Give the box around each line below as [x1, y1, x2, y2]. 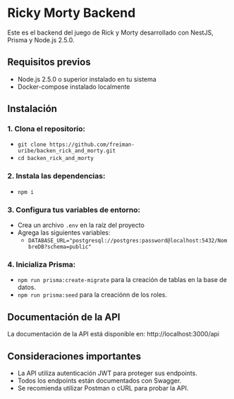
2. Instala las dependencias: [7, 171, 106, 181]
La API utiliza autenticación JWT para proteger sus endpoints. [17, 369, 197, 377]
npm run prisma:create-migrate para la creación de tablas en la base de [17, 276, 228, 284]
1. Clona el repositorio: [7, 124, 86, 134]
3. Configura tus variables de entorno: [7, 204, 141, 214]
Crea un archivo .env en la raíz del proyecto [17, 221, 144, 230]
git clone [17, 141, 47, 149]
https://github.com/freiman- [49, 141, 135, 149]
